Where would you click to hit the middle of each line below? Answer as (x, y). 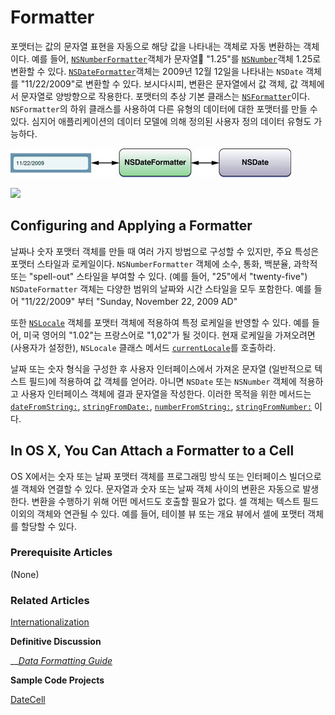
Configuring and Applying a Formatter (131, 226)
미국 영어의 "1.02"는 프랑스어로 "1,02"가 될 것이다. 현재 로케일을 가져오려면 (169, 335)
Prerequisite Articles (61, 553)
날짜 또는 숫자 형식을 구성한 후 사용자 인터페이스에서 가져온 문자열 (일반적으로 (161, 368)
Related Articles (50, 600)
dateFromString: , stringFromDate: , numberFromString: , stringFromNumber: (161, 406)
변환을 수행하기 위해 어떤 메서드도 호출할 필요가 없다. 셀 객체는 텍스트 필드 (175, 501)
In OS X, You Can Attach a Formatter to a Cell (152, 451)
